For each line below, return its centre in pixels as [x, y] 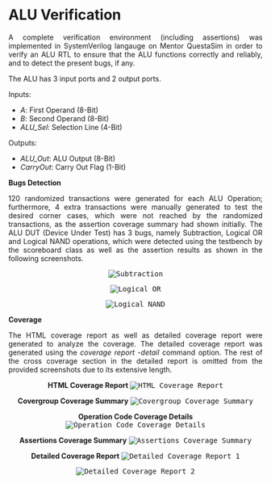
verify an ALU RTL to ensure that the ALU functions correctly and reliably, [135, 54]
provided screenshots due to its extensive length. [90, 369]
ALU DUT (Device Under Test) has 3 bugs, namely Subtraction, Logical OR [135, 233]
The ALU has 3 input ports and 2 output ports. [85, 78]
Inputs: [20, 94]
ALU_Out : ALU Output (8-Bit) [67, 158]
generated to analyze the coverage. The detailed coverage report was [135, 343]
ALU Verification [65, 15]
